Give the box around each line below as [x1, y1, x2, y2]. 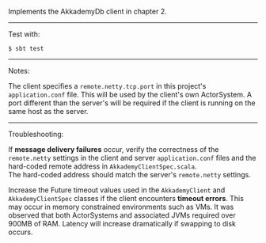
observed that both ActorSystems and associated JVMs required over [8, 211, 236, 220]
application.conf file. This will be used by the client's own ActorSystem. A [8, 90, 252, 99]
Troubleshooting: [8, 130, 64, 139]
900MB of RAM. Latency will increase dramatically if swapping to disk [8, 219, 236, 228]
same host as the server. [8, 107, 89, 116]
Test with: [8, 29, 40, 39]
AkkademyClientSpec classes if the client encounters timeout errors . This [8, 194, 244, 203]
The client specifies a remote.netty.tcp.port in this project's [8, 82, 207, 90]
